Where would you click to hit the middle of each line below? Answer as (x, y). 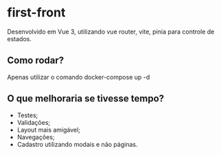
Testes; (27, 115)
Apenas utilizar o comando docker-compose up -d (79, 77)
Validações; (33, 122)
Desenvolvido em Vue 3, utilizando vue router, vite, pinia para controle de (111, 32)
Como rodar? (36, 61)
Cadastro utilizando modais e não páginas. (77, 144)
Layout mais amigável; (49, 130)
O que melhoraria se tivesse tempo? (86, 98)
